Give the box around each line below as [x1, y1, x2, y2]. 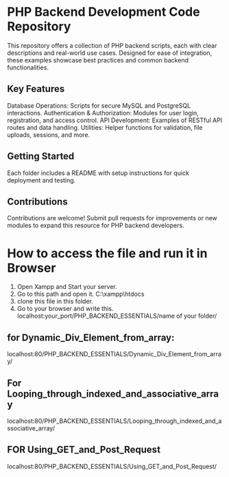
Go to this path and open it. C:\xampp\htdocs [16, 290, 145, 299]
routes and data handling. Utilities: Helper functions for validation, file [7, 123, 203, 131]
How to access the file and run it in [7, 245, 208, 261]
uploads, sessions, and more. [7, 130, 91, 139]
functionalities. [7, 63, 49, 71]
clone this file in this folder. [16, 297, 94, 305]
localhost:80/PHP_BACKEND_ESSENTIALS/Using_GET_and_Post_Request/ [7, 462, 217, 470]
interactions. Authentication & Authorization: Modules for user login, [7, 108, 199, 117]
